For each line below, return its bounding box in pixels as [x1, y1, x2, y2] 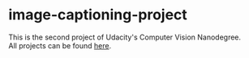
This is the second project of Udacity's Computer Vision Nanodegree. [8, 32, 242, 42]
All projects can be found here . [8, 40, 112, 50]
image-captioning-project [8, 6, 188, 24]
